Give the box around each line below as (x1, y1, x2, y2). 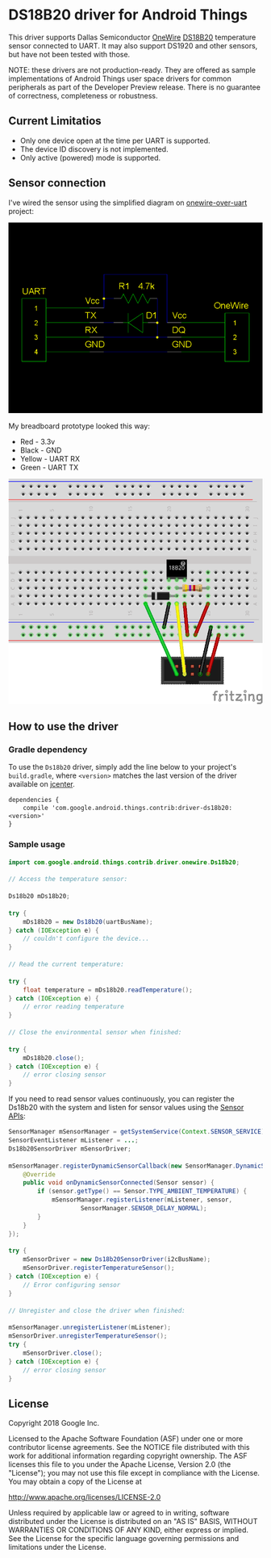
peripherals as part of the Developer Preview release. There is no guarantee (8, 82, 261, 92)
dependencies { (8, 796, 60, 804)
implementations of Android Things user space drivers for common (8, 73, 231, 83)
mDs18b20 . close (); (23, 1054, 85, 1062)
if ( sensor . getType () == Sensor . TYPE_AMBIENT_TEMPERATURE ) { (37, 1188, 248, 1196)
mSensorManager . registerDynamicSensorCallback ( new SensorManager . (8, 1162, 236, 1170)
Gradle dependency (8, 744, 88, 755)
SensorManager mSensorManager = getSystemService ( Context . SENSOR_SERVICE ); (8, 1128, 269, 1136)
